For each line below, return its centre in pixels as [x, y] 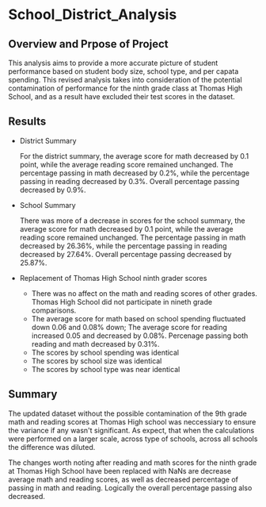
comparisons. [54, 310]
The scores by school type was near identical [106, 369]
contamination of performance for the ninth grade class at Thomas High [125, 88]
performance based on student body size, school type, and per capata [123, 71]
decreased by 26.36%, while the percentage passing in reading [123, 246]
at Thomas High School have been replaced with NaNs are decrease [120, 471]
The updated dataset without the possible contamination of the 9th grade [128, 413]
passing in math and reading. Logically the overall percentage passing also [130, 488]
